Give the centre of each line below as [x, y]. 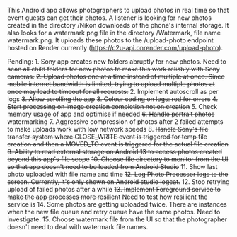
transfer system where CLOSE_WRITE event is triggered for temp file [107, 137]
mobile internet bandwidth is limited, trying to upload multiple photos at [111, 84]
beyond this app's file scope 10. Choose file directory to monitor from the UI [118, 159]
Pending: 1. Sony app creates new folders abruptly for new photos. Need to [117, 62]
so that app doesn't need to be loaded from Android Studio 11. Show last [112, 167]
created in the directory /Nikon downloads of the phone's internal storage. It [118, 25]
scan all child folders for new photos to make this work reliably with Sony [114, 69]
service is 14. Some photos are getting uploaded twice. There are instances [117, 204]
